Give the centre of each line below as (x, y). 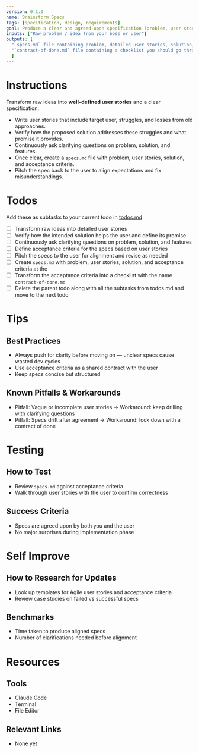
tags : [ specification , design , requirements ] (63, 23)
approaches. (30, 126)
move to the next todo (41, 295)
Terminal (25, 704)
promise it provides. (39, 139)
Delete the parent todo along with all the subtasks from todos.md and (99, 288)
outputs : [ (20, 39)
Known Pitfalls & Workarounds (64, 393)
